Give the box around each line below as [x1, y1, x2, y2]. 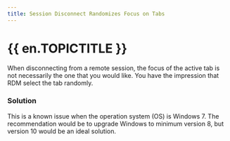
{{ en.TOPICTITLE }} [7, 40, 128, 56]
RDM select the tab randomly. [7, 79, 94, 87]
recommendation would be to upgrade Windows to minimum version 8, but [7, 119, 224, 128]
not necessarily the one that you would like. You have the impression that [7, 71, 219, 79]
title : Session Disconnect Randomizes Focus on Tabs [7, 10, 165, 18]
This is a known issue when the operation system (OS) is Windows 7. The [7, 112, 219, 120]
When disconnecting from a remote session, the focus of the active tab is [7, 64, 220, 72]
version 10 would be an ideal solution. [7, 127, 116, 135]
